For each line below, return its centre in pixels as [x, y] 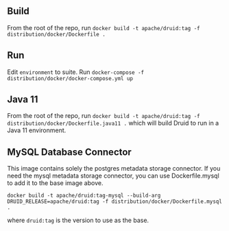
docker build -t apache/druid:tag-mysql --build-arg [84, 196]
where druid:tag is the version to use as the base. [78, 220]
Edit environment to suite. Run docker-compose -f [76, 72]
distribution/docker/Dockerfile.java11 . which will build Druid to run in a [113, 123]
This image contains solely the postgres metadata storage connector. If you [114, 169]
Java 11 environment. [37, 130]
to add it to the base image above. [55, 183]
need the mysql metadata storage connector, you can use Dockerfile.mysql [113, 176]
